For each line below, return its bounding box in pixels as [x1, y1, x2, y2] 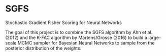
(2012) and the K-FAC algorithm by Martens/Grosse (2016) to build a [5, 34, 147, 40]
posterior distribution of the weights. [5, 45, 82, 51]
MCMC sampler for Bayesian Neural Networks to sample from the [17, 39, 155, 45]
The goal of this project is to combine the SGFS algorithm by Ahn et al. [5, 29, 153, 35]
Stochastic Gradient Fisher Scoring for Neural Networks [5, 19, 122, 25]
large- [148, 34, 161, 40]
